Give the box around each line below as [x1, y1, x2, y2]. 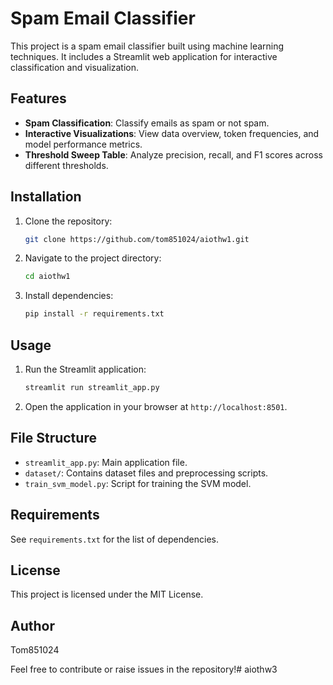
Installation [10, 188, 82, 206]
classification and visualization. [10, 61, 140, 73]
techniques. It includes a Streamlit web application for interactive [10, 50, 278, 62]
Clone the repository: [24, 215, 113, 227]
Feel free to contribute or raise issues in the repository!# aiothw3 [10, 663, 278, 676]
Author [10, 617, 55, 634]
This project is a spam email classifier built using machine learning [10, 40, 285, 52]
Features [10, 90, 67, 107]
